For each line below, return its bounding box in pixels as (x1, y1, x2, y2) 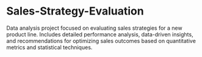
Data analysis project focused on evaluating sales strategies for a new (6, 24, 182, 32)
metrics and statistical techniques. (6, 44, 93, 51)
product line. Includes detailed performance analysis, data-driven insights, (6, 30, 193, 38)
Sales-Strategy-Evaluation (6, 4, 145, 18)
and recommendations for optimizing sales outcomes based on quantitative (6, 37, 197, 44)
